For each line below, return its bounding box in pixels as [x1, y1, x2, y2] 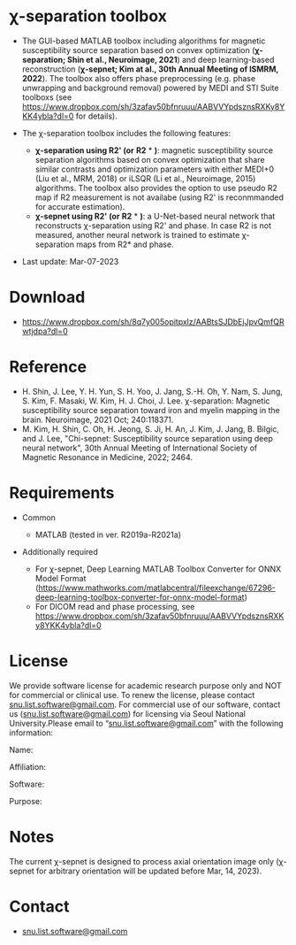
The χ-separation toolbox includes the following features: [21, 127, 231, 138]
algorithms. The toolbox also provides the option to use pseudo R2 [34, 182, 278, 193]
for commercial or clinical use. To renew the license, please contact [9, 689, 255, 700]
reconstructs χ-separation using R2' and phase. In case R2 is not [34, 219, 272, 231]
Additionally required [21, 546, 99, 557]
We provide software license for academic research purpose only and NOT [9, 680, 283, 691]
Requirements [9, 483, 115, 503]
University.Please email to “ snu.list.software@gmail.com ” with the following [9, 718, 285, 728]
